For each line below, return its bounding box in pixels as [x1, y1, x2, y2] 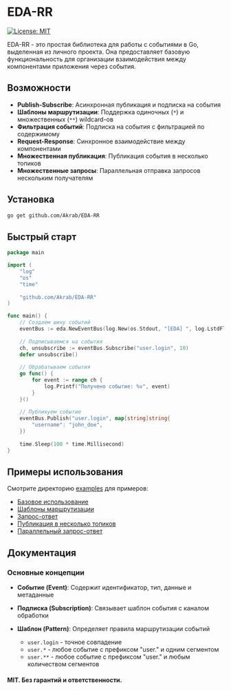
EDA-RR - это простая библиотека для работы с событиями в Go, [7, 40, 199, 48]
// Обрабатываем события [19, 364, 91, 371]
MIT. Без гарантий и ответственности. [7, 676, 122, 684]
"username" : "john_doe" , [32, 422, 103, 429]
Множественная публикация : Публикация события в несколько [16, 152, 208, 160]
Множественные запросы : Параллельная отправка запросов [16, 166, 201, 174]
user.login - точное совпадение [27, 638, 122, 646]
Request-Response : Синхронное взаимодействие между [16, 137, 186, 145]
